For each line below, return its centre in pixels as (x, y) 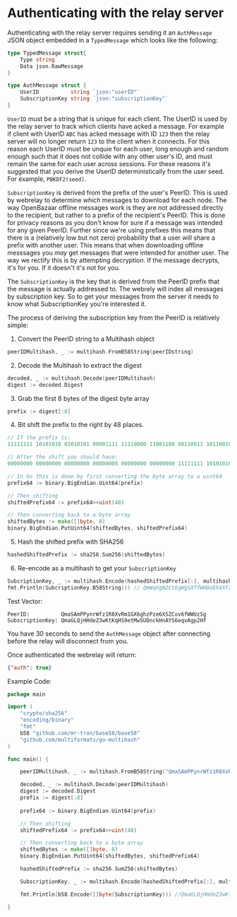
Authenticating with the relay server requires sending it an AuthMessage (110, 33)
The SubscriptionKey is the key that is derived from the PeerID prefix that (114, 281)
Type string (37, 59)
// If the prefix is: (39, 438)
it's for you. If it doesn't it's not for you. (64, 267)
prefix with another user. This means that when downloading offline (105, 245)
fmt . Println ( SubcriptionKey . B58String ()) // (74, 588)
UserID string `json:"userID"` (80, 92)
